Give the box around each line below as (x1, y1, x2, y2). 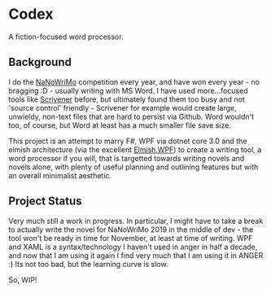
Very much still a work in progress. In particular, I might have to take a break (8, 216, 264, 225)
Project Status (8, 195, 83, 208)
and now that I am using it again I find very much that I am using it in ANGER (8, 250, 264, 260)
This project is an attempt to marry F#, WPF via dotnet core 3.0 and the (8, 136, 247, 146)
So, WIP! (8, 274, 37, 285)
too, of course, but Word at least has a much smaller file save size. (8, 120, 232, 130)
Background (8, 55, 72, 69)
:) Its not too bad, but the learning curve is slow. (8, 259, 168, 269)
